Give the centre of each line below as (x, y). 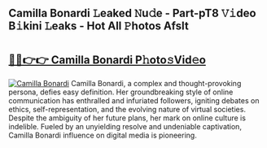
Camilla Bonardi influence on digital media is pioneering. (103, 135)
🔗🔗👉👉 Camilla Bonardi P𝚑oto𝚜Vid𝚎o (107, 60)
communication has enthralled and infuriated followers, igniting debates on (134, 100)
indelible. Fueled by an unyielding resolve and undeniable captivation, (125, 126)
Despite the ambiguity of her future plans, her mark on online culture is (127, 118)
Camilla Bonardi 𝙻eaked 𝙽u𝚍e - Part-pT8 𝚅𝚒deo (132, 13)
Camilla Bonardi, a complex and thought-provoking (156, 83)
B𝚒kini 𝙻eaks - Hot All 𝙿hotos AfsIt (98, 26)
